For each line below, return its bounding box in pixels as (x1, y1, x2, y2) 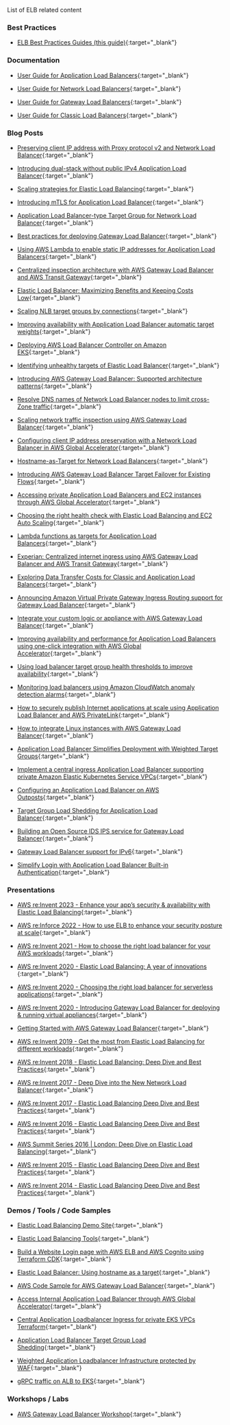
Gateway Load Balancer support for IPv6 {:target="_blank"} (16, 847, 183, 855)
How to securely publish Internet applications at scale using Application (16, 703, 219, 711)
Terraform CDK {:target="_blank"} (16, 1255, 112, 1263)
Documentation (7, 56, 60, 65)
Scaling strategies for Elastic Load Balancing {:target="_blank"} (16, 184, 194, 193)
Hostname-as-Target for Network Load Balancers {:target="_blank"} (16, 456, 208, 465)
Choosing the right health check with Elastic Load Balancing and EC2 (16, 511, 212, 520)
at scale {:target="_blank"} (16, 929, 91, 937)
